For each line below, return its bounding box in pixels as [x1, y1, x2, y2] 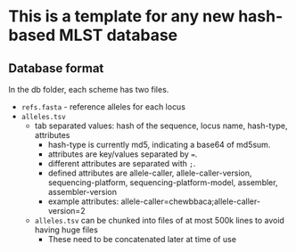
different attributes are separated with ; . [47, 159, 196, 168]
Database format [8, 61, 104, 76]
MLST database [58, 25, 178, 45]
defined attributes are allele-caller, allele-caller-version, [47, 167, 252, 178]
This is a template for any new [8, 6, 235, 27]
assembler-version [47, 187, 118, 197]
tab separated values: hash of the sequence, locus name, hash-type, [34, 120, 288, 131]
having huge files [34, 224, 99, 235]
